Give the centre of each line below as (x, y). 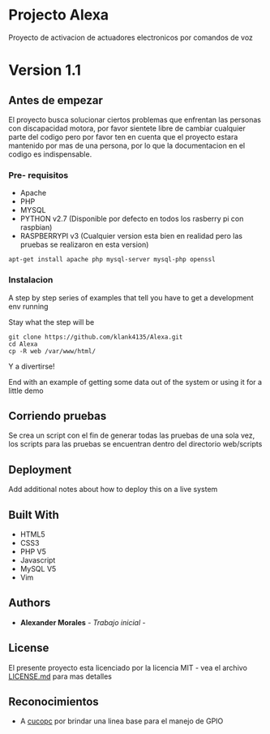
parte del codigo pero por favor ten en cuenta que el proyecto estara (123, 136)
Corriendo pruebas (58, 416)
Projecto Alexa (59, 15)
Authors (30, 603)
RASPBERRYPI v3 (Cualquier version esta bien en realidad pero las (131, 236)
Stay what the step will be (51, 322)
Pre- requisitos (39, 175)
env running (28, 306)
